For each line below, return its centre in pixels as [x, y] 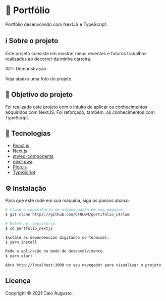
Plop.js [19, 167]
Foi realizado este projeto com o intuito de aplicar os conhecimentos [76, 107]
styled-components [33, 156]
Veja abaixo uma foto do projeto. [39, 78]
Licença [18, 281]
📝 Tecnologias [28, 133]
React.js [21, 146]
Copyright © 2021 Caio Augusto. [39, 293]
